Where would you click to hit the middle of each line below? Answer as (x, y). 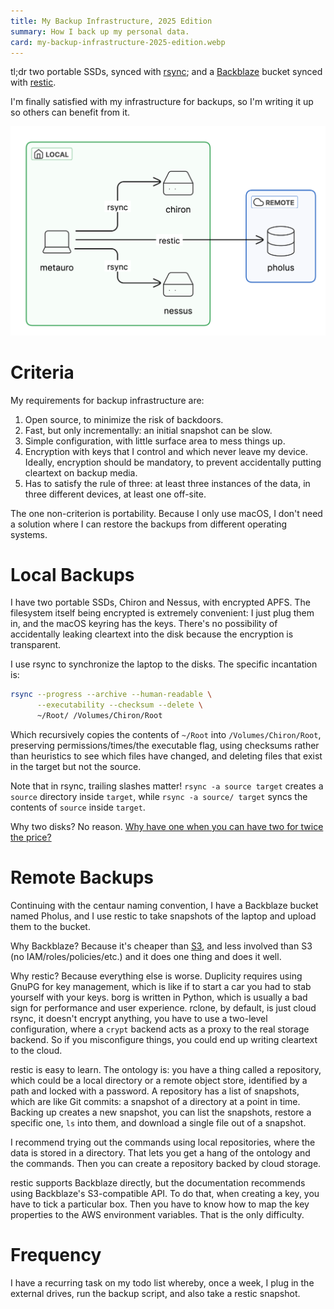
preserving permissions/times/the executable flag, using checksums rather (165, 746)
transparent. (36, 645)
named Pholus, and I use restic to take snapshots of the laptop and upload (163, 916)
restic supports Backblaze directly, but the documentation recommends (158, 1183)
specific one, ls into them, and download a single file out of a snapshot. (158, 1123)
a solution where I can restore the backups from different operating (149, 524)
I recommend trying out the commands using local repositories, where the (163, 1142)
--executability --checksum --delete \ (119, 705)
